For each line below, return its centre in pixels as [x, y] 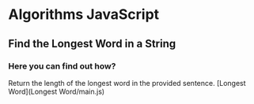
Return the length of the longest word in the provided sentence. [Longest [127, 83]
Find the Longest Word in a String [92, 44]
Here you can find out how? [62, 66]
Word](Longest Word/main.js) [57, 91]
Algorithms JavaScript [84, 15]
